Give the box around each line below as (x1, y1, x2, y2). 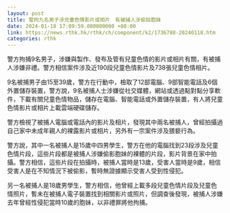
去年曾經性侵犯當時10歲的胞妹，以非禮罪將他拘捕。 (7, 199, 152, 207)
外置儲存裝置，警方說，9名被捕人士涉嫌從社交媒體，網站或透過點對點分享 (7, 87, 215, 95)
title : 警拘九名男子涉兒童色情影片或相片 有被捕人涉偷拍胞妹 (7, 16, 162, 23)
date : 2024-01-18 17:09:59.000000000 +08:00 (7, 23, 136, 29)
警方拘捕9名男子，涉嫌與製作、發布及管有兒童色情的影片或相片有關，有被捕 (7, 55, 221, 63)
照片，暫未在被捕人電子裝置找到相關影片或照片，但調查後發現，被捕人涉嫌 (12, 190, 223, 198)
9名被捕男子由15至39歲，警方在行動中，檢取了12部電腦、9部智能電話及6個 (7, 78, 218, 86)
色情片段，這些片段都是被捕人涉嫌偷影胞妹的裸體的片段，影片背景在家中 (7, 150, 211, 158)
